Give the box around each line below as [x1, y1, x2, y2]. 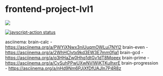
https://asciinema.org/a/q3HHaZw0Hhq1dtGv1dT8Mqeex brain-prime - [5, 55, 150, 61]
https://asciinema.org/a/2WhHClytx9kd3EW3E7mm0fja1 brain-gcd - [5, 49, 144, 55]
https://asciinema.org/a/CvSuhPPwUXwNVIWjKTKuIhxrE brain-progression [5, 60, 159, 66]
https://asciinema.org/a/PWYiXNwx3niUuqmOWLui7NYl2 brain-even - [5, 44, 148, 50]
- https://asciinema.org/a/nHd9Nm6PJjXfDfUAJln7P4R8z [5, 65, 122, 71]
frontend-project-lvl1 [5, 3, 93, 15]
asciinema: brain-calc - [5, 39, 53, 45]
